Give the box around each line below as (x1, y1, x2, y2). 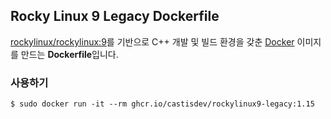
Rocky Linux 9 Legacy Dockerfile (10, 8, 220, 25)
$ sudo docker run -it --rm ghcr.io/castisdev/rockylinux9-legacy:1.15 (10, 99, 315, 109)
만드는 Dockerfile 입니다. (20, 48, 119, 60)
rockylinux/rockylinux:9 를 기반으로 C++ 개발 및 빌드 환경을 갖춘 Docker (10, 35, 295, 48)
